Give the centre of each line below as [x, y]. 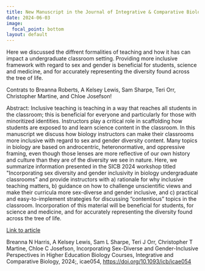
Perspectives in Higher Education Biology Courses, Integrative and [90, 255]
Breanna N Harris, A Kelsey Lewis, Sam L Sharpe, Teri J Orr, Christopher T [100, 242]
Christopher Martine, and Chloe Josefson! [59, 96]
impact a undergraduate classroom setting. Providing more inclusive [92, 59]
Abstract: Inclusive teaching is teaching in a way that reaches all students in [102, 108]
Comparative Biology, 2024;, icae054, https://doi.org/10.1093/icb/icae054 [99, 262]
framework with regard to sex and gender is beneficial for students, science [102, 65]
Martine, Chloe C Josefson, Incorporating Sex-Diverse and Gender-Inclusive [102, 248]
